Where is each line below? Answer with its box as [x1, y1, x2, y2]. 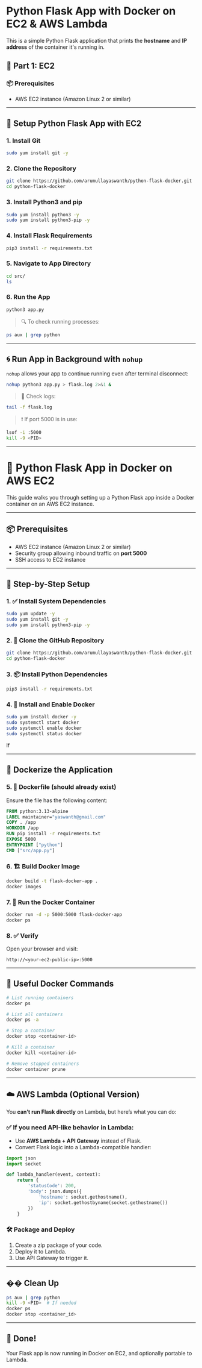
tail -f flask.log [6, 404, 52, 410]
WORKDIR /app [6, 825, 39, 831]
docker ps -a [6, 1017, 39, 1023]
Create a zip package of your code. [14, 1241, 103, 1249]
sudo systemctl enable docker [6, 725, 82, 732]
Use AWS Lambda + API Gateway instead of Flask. [14, 1137, 142, 1144]
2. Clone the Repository [6, 165, 77, 173]
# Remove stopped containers [6, 1061, 79, 1067]
